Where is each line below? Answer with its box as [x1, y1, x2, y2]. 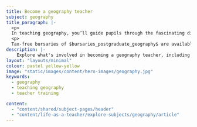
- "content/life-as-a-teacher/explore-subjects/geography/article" [11, 112, 180, 118]
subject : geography [6, 14, 54, 20]
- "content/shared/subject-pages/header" [11, 106, 114, 112]
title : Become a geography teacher [6, 8, 93, 15]
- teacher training [11, 90, 59, 96]
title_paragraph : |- [6, 19, 57, 25]
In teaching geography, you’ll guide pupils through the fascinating [11, 30, 185, 36]
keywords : [6, 74, 30, 80]
